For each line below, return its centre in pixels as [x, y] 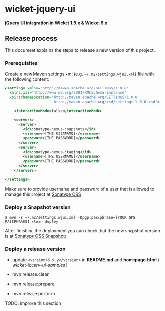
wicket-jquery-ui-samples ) [40, 265]
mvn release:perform [33, 294]
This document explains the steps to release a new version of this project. [80, 50]
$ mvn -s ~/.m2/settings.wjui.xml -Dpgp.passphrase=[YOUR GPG [70, 217]
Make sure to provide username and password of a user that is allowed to [80, 189]
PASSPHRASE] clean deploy [32, 222]
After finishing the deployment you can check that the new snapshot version [82, 230]
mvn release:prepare [33, 284]
